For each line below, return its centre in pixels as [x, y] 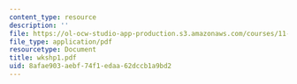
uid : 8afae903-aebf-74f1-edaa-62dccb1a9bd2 [91, 66]
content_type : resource [53, 17]
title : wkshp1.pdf [43, 58]
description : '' [39, 25]
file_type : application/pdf [61, 42]
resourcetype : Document [53, 50]
